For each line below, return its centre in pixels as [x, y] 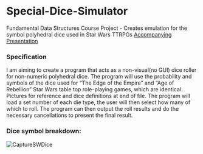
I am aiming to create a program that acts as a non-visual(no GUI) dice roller [101, 70]
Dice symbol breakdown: [44, 131]
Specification [26, 57]
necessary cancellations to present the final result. [70, 115]
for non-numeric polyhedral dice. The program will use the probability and [99, 77]
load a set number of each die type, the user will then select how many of [98, 102]
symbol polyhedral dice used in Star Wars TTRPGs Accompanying [89, 34]
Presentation [22, 41]
